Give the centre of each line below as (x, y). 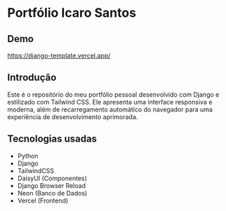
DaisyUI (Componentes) (52, 178)
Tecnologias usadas (52, 139)
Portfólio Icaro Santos (72, 13)
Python (28, 156)
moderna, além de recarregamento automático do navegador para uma (110, 109)
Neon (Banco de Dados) (52, 193)
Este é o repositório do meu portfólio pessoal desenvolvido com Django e (113, 94)
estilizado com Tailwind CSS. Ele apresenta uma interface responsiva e (110, 102)
